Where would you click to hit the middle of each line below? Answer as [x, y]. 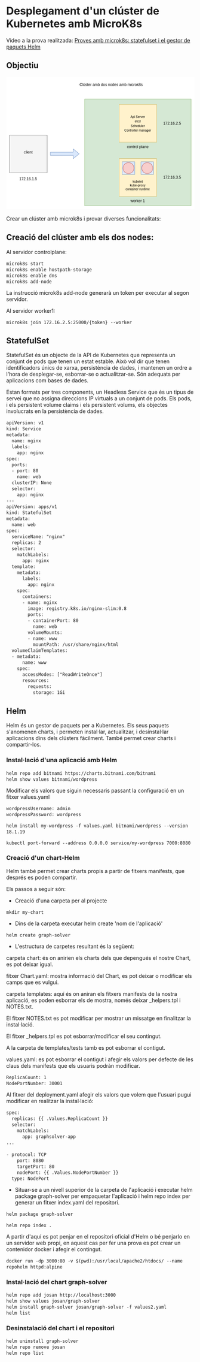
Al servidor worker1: [31, 310]
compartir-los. [24, 745]
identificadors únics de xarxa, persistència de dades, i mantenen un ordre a [99, 368]
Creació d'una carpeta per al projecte [61, 901]
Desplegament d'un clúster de [83, 11]
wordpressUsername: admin [38, 808]
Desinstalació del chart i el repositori [60, 1328]
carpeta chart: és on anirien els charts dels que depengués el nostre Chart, [99, 958]
